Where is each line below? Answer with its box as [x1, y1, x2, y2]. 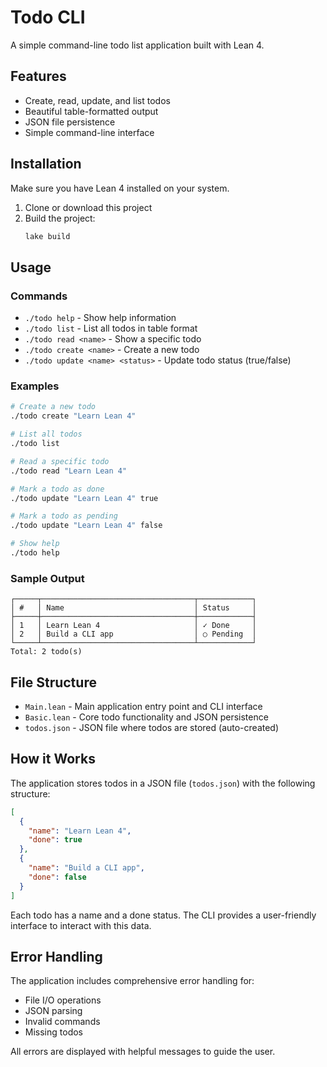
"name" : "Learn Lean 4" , [28, 826, 132, 836]
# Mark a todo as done [10, 484, 105, 494]
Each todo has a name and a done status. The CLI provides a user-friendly [10, 909, 317, 921]
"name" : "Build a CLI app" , [28, 863, 145, 873]
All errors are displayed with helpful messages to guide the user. [10, 1046, 276, 1058]
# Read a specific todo [10, 456, 110, 466]
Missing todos [24, 1026, 83, 1038]
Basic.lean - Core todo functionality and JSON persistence [24, 711, 269, 723]
